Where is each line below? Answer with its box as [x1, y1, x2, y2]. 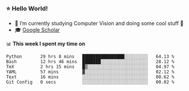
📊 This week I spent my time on [6, 40, 86, 47]
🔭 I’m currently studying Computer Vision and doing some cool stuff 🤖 [14, 20, 184, 27]
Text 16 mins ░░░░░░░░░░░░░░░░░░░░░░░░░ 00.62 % [6, 74, 175, 80]
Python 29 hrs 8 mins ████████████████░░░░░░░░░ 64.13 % [6, 54, 175, 60]
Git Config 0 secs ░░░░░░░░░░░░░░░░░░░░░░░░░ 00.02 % [6, 79, 175, 85]
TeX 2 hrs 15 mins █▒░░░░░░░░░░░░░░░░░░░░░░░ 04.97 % [6, 64, 175, 70]
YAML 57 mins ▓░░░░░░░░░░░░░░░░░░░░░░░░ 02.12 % [6, 69, 175, 75]
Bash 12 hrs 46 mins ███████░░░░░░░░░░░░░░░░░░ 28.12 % [6, 59, 175, 65]
